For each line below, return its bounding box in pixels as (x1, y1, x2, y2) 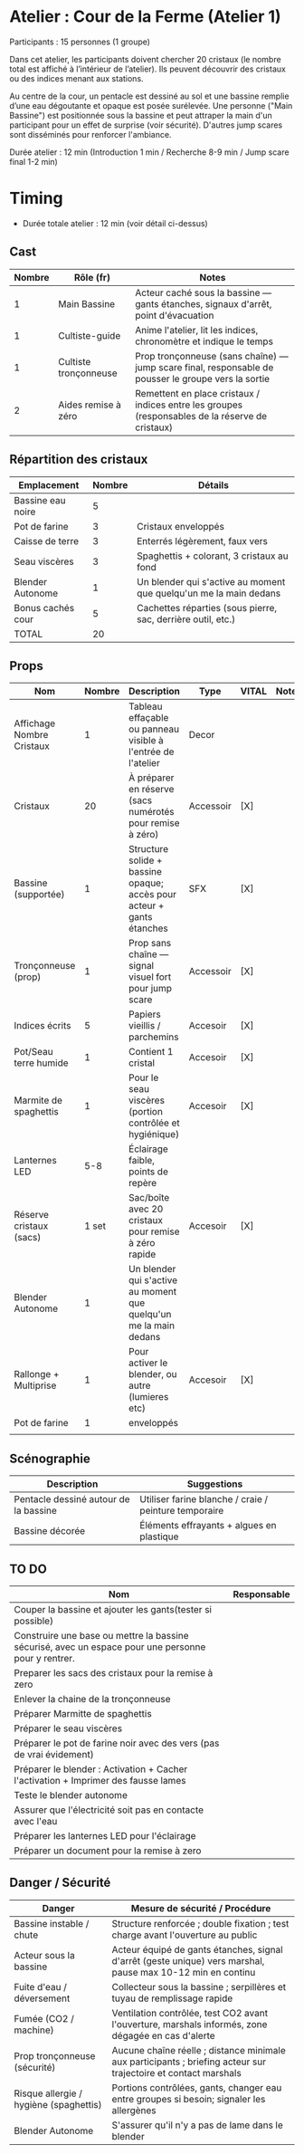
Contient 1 (128, 1046, 174, 1058)
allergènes (111, 2103, 157, 2116)
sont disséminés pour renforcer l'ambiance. (9, 129, 172, 139)
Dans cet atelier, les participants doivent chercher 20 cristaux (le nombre (9, 53, 282, 64)
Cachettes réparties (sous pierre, (137, 601, 278, 614)
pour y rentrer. (14, 1651, 75, 1664)
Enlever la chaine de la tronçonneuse (14, 1692, 171, 1705)
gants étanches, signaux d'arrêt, (135, 297, 272, 310)
